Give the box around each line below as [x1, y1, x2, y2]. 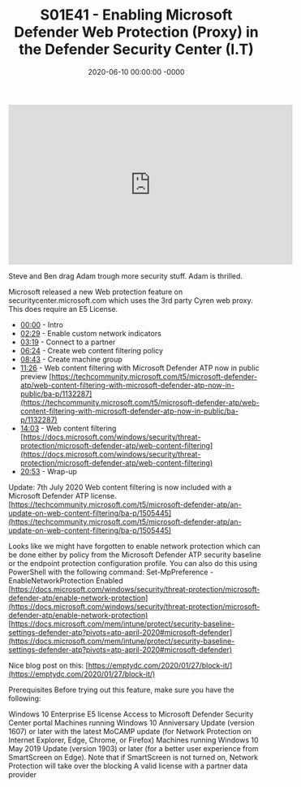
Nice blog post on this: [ [8, 660, 89, 670]
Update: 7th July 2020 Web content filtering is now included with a [8, 482, 232, 492]
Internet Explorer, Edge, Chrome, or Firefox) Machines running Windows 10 [8, 735, 259, 745]
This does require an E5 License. [8, 304, 118, 314]
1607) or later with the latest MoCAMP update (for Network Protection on [8, 726, 252, 736]
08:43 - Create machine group [19, 354, 123, 364]
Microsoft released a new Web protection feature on [8, 287, 183, 296]
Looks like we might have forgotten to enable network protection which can [8, 541, 261, 551]
